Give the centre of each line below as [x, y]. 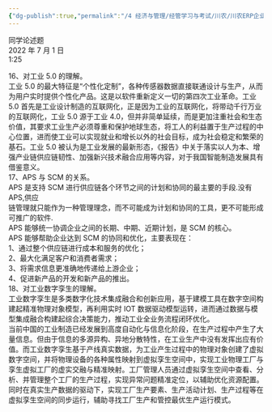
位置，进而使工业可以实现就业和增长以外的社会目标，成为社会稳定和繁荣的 [139, 136]
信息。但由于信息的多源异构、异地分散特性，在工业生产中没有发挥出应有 [136, 339]
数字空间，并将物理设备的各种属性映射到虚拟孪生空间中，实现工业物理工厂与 [136, 359]
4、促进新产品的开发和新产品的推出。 [71, 278]
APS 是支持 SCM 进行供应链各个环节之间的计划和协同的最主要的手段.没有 [130, 187]
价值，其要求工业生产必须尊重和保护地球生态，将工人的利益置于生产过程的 [132, 126]
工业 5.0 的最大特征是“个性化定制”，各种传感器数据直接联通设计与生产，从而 [136, 86]
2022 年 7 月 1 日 [36, 50]
